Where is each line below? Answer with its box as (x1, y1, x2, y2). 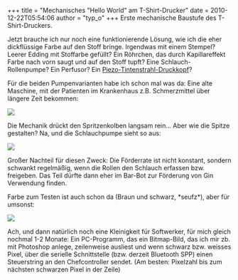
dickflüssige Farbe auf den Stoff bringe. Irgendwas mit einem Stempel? (7, 43, 215, 51)
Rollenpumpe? (7, 66, 50, 73)
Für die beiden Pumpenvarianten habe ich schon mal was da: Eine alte (7, 79, 213, 88)
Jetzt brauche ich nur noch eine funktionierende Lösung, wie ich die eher (7, 35, 222, 43)
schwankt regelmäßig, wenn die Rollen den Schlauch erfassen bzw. (7, 164, 205, 172)
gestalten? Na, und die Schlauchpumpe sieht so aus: (7, 129, 161, 138)
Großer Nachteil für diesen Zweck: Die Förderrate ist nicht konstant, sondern (7, 156, 232, 165)
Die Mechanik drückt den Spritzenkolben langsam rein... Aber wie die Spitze (7, 121, 230, 130)
